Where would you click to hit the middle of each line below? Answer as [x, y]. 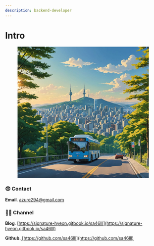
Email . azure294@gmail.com [35, 199]
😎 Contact [18, 189]
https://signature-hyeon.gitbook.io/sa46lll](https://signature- [80, 223]
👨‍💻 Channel [19, 212]
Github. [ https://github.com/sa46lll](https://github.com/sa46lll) [69, 238]
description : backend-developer [38, 10]
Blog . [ [12, 223]
